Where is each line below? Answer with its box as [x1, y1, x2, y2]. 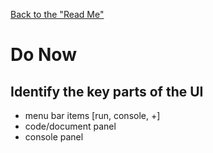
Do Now [10, 44, 77, 66]
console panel [24, 131, 84, 143]
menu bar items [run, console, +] [24, 110, 161, 121]
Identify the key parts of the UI [10, 83, 204, 100]
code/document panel [24, 120, 117, 132]
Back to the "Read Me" [10, 9, 105, 20]
